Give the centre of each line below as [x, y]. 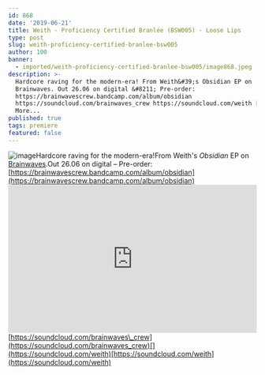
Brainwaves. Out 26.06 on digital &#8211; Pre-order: [105, 89]
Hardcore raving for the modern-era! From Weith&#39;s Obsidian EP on [134, 81]
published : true [35, 118]
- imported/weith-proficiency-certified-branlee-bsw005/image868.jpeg [134, 67]
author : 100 [28, 52]
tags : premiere [33, 126]
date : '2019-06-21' [40, 23]
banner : [21, 60]
